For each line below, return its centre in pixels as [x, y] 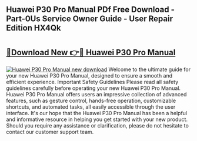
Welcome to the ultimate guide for [150, 69]
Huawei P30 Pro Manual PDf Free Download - [90, 10]
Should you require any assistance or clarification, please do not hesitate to [98, 125]
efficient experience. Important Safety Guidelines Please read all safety [92, 82]
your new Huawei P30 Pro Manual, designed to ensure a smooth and [89, 75]
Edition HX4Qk [34, 28]
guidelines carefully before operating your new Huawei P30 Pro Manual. [94, 88]
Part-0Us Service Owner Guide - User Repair [90, 19]
